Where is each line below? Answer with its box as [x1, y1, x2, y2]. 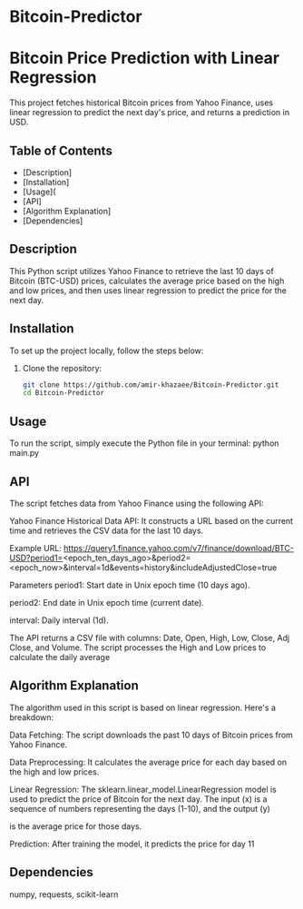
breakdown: [9, 711, 54, 723]
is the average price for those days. [9, 820, 142, 832]
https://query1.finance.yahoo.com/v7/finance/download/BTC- [63, 542, 295, 553]
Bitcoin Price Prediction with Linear [9, 48, 279, 69]
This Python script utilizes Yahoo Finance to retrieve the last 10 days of [9, 265, 274, 276]
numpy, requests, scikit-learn [9, 888, 119, 900]
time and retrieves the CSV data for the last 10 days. [9, 525, 204, 536]
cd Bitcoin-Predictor [22, 389, 104, 398]
